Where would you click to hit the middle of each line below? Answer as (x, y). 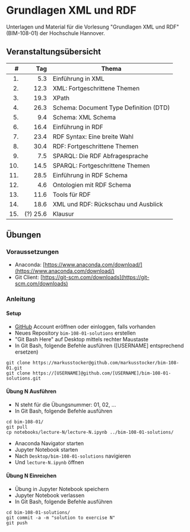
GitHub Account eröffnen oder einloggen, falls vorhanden (85, 326)
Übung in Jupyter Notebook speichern (62, 489)
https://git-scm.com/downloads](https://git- (96, 278)
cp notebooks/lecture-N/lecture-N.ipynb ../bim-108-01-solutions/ (90, 432)
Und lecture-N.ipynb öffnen (49, 462)
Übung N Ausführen (31, 391)
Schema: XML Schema (84, 117)
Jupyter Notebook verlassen (50, 495)
